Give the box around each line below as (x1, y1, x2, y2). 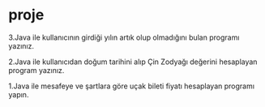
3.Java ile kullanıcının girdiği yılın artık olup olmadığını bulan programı (8, 32, 240, 42)
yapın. (8, 89, 29, 99)
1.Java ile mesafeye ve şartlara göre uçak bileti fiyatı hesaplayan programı (8, 81, 255, 91)
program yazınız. (8, 65, 65, 75)
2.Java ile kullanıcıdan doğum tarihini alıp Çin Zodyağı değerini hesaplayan (8, 57, 258, 66)
